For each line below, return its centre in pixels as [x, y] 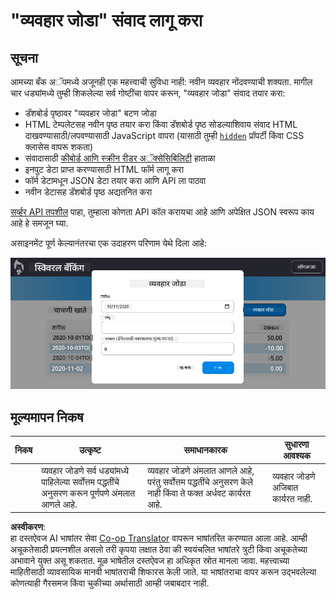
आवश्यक [297, 455]
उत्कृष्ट [90, 450]
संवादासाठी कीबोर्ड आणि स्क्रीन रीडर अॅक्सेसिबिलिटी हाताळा [120, 158]
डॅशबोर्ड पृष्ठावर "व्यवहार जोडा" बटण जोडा [90, 113]
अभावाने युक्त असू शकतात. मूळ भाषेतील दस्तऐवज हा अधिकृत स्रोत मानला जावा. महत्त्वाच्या [150, 561]
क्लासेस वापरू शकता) [59, 147]
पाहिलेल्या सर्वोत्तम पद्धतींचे [80, 481]
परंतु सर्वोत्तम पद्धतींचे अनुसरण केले [200, 481]
